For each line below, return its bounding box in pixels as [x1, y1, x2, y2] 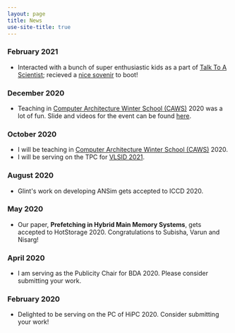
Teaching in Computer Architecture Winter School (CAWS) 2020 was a [17, 104, 224, 112]
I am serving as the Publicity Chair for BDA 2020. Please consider [17, 269, 208, 278]
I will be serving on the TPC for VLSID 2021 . [17, 153, 145, 161]
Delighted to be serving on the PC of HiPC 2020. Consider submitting [17, 310, 219, 319]
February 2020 [7, 294, 60, 304]
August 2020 [7, 170, 54, 180]
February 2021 [7, 47, 59, 57]
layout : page [7, 10, 46, 18]
